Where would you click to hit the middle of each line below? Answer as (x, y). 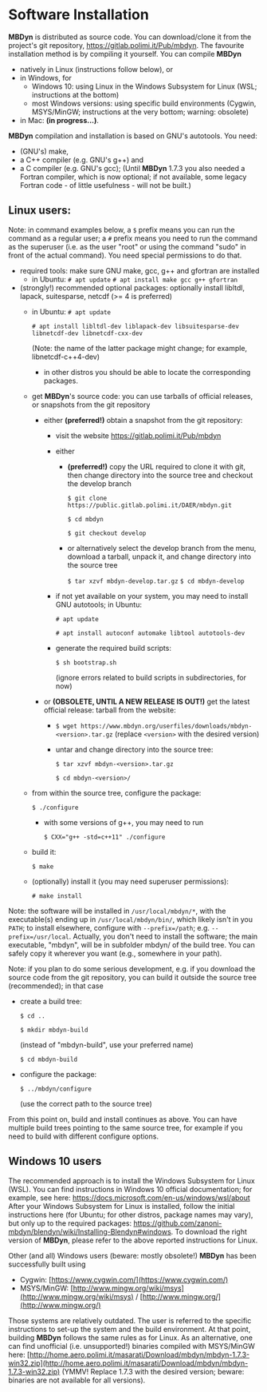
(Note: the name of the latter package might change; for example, (139, 348)
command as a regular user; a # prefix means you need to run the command (133, 238)
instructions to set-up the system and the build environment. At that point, (130, 1329)
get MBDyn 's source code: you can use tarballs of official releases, (142, 396)
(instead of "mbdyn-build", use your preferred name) (106, 1044)
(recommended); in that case (56, 986)
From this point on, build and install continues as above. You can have (123, 1119)
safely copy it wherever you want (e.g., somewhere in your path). (115, 953)
